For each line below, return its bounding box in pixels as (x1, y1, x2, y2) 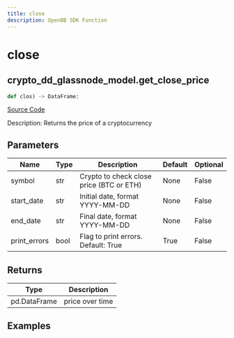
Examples (7, 320, 51, 332)
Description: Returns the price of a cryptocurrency (7, 119, 152, 128)
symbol (10, 176, 35, 185)
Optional (194, 160, 224, 169)
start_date (10, 196, 44, 206)
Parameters (7, 139, 59, 151)
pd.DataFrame (10, 297, 58, 306)
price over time (63, 297, 114, 306)
